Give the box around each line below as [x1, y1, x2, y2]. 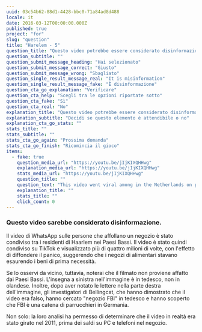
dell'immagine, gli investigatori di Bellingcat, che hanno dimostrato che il [6, 288, 185, 295]
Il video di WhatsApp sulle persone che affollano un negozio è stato [6, 232, 173, 239]
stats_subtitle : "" [6, 131, 55, 138]
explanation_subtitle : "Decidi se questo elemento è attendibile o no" [6, 115, 189, 121]
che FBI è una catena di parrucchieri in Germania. [6, 301, 129, 308]
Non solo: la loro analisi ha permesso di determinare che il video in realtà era [6, 313, 196, 320]
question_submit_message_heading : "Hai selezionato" [6, 59, 141, 65]
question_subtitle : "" [6, 53, 63, 59]
